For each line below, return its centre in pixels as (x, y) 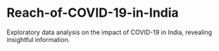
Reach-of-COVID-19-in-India (93, 13)
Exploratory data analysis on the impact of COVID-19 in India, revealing (109, 32)
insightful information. (38, 39)
